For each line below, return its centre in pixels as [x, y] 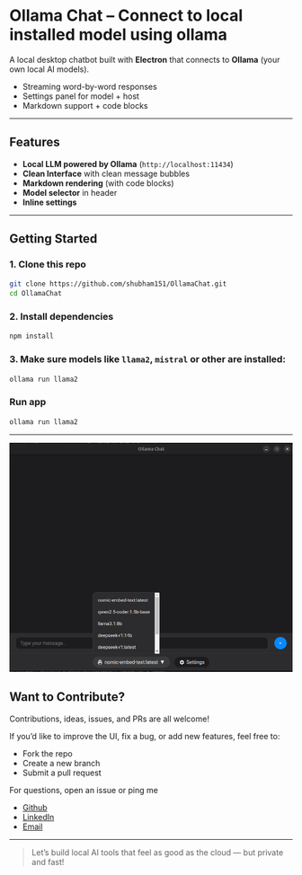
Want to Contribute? [67, 697]
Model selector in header [70, 192]
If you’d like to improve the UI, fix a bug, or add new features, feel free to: [145, 736]
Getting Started [53, 239]
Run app [28, 402]
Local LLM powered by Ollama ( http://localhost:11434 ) [128, 164]
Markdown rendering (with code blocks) [98, 183]
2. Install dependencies [62, 317]
